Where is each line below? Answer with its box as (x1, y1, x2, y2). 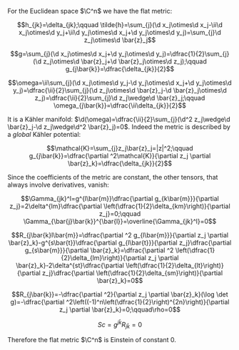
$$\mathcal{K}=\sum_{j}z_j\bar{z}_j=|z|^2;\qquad (46, 144, 194, 153)
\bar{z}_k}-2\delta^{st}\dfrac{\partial (16, 261, 125, 269)
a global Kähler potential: (7, 130, 81, 138)
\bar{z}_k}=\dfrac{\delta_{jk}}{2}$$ (67, 159, 173, 168)
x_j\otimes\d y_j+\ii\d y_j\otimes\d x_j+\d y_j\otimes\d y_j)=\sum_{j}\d (19, 29, 221, 36)
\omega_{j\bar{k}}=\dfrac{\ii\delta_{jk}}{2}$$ (53, 101, 187, 110)
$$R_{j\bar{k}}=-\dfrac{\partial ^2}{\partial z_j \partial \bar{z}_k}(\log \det (11, 290, 228, 299)
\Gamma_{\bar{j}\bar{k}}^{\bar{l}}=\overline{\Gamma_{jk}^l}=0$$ (23, 217, 217, 225)
